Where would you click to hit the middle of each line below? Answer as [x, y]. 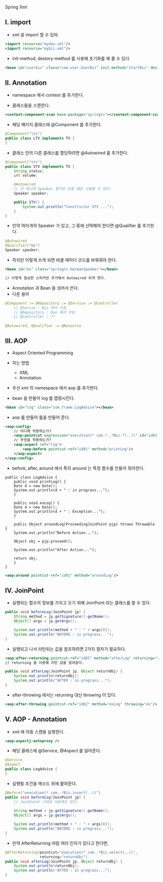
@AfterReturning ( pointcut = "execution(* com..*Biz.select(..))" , [71, 852]
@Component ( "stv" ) [24, 162]
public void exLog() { [37, 503]
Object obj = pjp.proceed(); [43, 541]
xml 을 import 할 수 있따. [35, 35]
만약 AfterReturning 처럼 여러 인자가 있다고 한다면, [60, 843]
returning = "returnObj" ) [64, 857]
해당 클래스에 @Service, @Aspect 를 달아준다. [57, 751]
